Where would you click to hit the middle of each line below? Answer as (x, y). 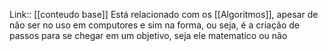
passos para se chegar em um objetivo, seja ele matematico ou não (148, 35)
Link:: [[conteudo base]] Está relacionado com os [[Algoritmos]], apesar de (164, 14)
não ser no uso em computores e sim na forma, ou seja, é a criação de (154, 25)
